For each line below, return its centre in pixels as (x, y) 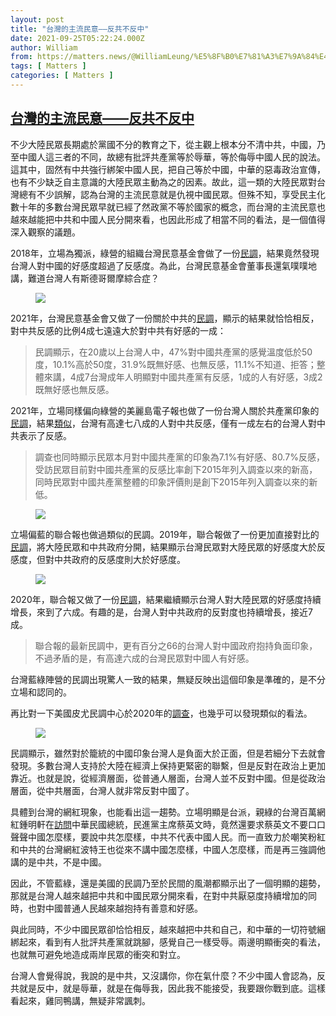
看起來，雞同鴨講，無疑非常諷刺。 (80, 1000)
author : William (44, 47)
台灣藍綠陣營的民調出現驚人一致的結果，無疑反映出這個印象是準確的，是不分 (168, 679)
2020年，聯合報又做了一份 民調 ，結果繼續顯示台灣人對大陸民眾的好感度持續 (166, 599)
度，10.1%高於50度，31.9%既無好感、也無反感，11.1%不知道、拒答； (175, 364)
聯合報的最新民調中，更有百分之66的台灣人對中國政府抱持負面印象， (176, 645)
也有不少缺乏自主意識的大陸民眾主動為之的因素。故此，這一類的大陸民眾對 (163, 182)
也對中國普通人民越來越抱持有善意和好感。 (115, 908)
